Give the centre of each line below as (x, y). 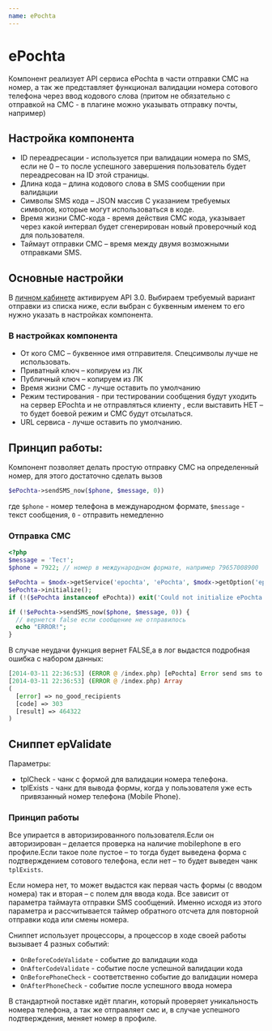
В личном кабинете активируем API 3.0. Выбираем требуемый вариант (132, 297)
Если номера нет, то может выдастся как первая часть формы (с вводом (135, 885)
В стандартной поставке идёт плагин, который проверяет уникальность (134, 1001)
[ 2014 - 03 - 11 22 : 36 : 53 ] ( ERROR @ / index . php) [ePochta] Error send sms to (136, 674)
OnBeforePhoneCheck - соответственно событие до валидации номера (139, 977)
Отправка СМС (40, 536)
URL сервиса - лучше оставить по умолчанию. (101, 422)
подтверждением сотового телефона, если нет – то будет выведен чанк (133, 861)
